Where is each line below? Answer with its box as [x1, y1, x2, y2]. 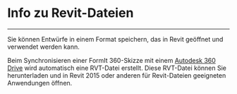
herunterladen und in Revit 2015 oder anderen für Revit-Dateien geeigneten [7, 71, 226, 79]
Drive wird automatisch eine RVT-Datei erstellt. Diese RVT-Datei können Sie [7, 64, 227, 72]
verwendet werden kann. [7, 42, 80, 51]
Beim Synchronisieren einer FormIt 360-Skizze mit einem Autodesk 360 [7, 56, 217, 64]
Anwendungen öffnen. [7, 78, 73, 87]
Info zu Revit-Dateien [7, 5, 134, 21]
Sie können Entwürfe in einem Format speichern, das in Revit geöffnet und [7, 35, 224, 43]
